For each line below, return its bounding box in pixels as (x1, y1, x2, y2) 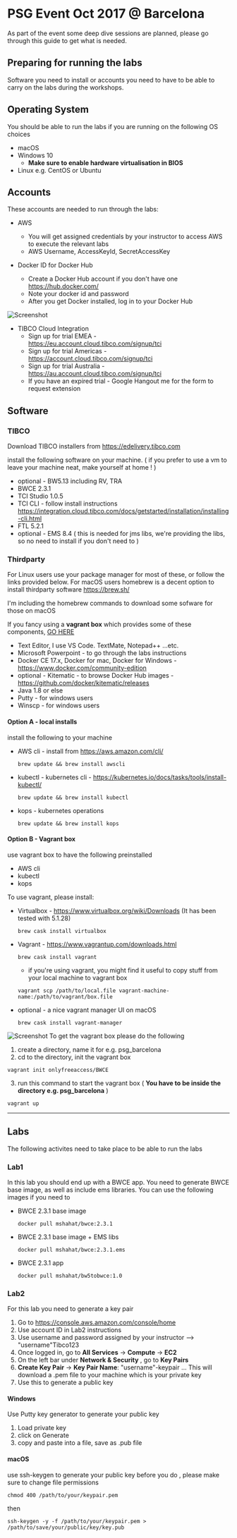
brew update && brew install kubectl (17, 794, 129, 801)
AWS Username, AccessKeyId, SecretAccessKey (28, 248, 171, 256)
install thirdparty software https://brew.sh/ (7, 585, 130, 594)
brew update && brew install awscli (17, 760, 126, 767)
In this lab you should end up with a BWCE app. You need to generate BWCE (7, 1178, 229, 1186)
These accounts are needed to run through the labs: (7, 205, 159, 214)
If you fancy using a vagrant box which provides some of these (7, 620, 192, 629)
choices (7, 130, 30, 138)
